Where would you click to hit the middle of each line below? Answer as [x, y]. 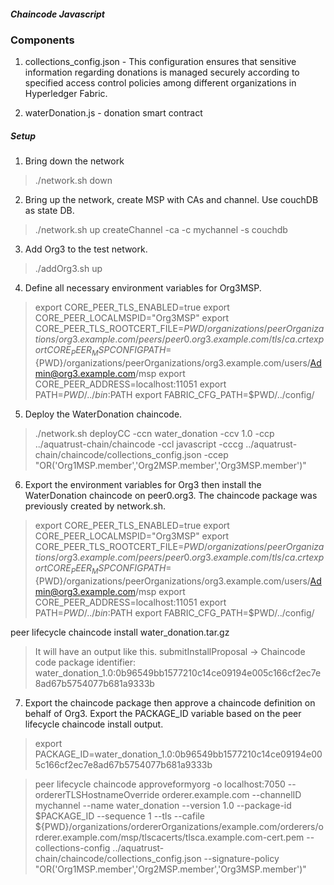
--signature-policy [241, 858]
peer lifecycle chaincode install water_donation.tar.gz [120, 632]
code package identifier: [85, 662]
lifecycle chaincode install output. [94, 724]
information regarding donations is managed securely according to [162, 72]
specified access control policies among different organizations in [160, 83]
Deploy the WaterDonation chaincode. [103, 414]
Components [42, 40]
